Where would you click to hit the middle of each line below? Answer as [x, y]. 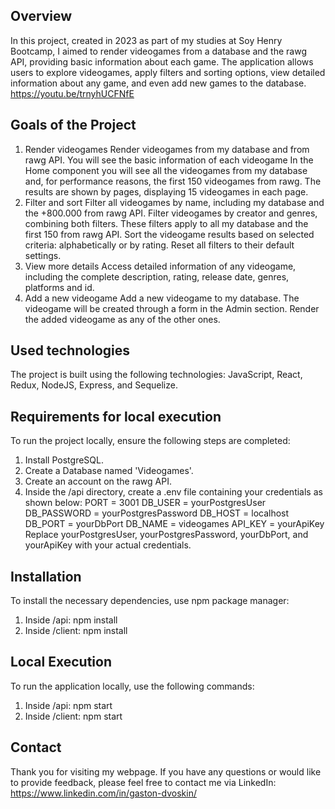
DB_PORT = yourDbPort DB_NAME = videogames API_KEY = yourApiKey [174, 524]
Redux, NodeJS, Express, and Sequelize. [94, 385]
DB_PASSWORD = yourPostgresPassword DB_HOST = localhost [157, 513]
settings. [43, 255]
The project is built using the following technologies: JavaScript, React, [156, 375]
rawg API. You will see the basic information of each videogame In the [169, 160]
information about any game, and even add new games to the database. [158, 83]
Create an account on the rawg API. [98, 481]
